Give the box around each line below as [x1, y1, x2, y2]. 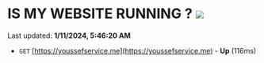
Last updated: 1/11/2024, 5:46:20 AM [7, 31, 132, 40]
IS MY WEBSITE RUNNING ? [7, 5, 193, 23]
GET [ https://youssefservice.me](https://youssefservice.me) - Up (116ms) [18, 46, 257, 55]
